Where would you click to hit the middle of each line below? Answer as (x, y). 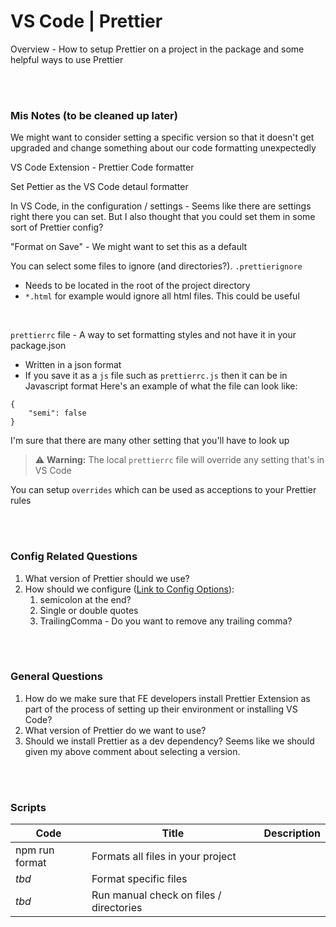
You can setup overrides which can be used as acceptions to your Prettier (163, 490)
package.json (38, 346)
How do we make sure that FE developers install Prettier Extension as (167, 698)
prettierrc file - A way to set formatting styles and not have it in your (153, 335)
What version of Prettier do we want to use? (115, 730)
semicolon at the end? (85, 599)
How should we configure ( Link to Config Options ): (129, 589)
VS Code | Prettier (86, 21)
